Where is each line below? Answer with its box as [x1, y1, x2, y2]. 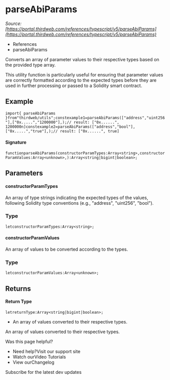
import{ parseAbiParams [5, 111, 56, 116]
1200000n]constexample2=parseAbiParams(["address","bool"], [5, 124, 136, 129]
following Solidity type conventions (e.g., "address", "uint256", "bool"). [5, 200, 154, 206]
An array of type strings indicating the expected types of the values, [5, 195, 149, 201]
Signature [5, 139, 27, 146]
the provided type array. [5, 62, 56, 68]
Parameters [5, 169, 43, 178]
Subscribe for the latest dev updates [5, 369, 82, 375]
